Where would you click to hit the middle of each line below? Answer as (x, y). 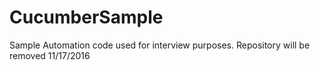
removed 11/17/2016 (50, 55)
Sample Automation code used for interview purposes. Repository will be (160, 45)
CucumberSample (86, 17)
